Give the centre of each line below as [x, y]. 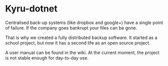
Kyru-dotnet [31, 9]
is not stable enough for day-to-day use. [47, 57]
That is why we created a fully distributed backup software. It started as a [81, 37]
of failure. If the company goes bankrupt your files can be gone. [71, 27]
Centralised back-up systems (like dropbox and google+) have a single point [84, 22]
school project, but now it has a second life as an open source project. [78, 42]
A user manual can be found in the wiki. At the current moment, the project [82, 52]
